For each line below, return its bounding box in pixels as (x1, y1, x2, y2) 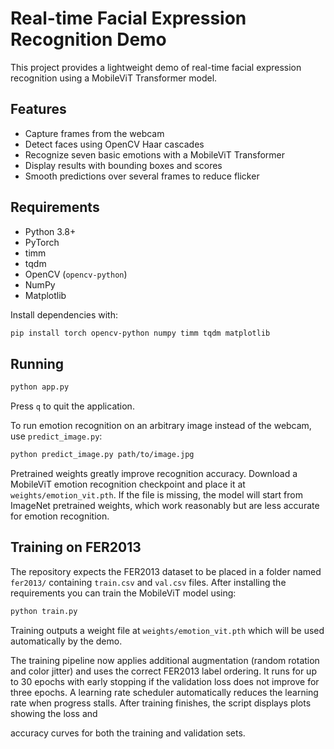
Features (10, 101, 67, 118)
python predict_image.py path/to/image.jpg (10, 450, 195, 460)
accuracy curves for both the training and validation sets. (10, 727, 246, 739)
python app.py (10, 382, 70, 392)
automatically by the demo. (10, 635, 123, 647)
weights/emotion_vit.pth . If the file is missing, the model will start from (10, 489, 303, 501)
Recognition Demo (10, 28, 167, 51)
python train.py (10, 606, 78, 616)
